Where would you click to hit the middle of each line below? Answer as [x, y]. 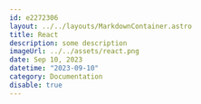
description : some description [68, 43]
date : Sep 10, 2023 [46, 60]
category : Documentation [56, 77]
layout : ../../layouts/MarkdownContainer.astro [101, 26]
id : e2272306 [34, 18]
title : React [34, 34]
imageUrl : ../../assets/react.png [75, 52]
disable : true [36, 85]
